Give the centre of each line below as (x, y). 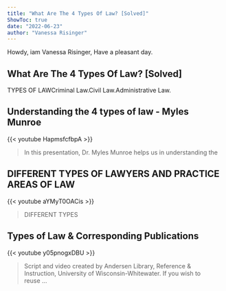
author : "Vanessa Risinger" (47, 33)
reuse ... (35, 280)
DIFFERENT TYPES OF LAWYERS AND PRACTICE (113, 174)
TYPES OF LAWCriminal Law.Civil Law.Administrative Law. (89, 91)
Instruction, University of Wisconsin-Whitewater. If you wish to (112, 273)
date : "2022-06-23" (35, 26)
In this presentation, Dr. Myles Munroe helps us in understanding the (121, 152)
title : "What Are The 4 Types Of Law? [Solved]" (78, 13)
